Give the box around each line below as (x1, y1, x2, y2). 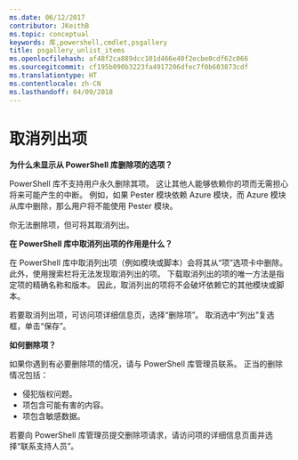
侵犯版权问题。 (21, 389, 77, 399)
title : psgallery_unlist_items (9, 46, 125, 55)
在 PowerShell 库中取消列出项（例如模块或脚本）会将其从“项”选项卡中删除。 (9, 257, 288, 268)
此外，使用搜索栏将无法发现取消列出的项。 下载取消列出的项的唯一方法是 (9, 269, 277, 279)
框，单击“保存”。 (9, 321, 71, 332)
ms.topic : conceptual (9, 29, 90, 38)
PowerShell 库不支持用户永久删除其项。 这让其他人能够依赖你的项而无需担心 (9, 179, 289, 190)
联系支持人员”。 (20, 441, 79, 452)
